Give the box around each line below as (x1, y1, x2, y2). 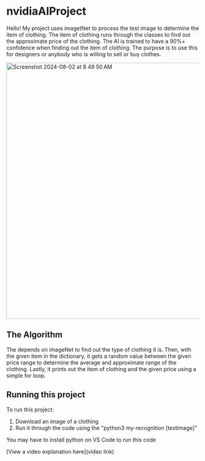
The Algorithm (6, 330, 63, 340)
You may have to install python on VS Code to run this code (6, 436, 156, 443)
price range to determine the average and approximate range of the (6, 359, 177, 366)
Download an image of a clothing (15, 418, 99, 425)
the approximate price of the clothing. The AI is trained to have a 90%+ (6, 37, 185, 45)
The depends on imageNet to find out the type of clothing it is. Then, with (6, 345, 192, 353)
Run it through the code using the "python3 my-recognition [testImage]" (15, 424, 198, 432)
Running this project (6, 389, 86, 400)
